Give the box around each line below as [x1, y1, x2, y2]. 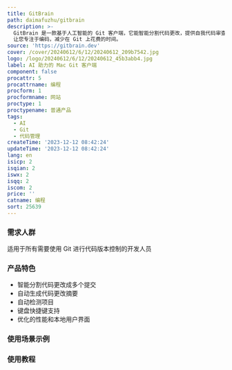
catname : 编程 [7, 197, 46, 204]
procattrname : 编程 [7, 81, 61, 88]
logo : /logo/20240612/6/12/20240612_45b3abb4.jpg [7, 55, 153, 62]
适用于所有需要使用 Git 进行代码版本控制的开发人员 [7, 245, 152, 253]
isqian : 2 [7, 164, 36, 172]
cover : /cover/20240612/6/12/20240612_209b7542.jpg [7, 49, 159, 56]
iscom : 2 [7, 184, 32, 191]
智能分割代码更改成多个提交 [17, 281, 97, 289]
